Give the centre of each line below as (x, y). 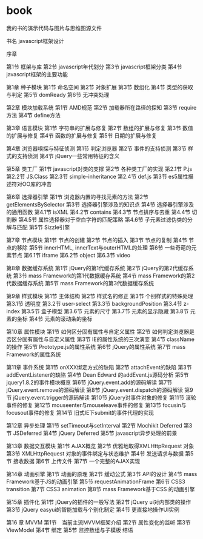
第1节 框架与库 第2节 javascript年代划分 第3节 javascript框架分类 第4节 (94, 67)
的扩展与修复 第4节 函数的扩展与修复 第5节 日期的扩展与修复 (82, 135)
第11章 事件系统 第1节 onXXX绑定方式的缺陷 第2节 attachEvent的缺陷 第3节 (99, 367)
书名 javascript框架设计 (35, 41)
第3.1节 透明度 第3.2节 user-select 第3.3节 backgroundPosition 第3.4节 (94, 303)
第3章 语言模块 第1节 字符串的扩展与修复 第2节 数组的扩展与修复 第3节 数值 (100, 128)
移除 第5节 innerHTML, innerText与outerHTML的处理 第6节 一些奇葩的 (104, 247)
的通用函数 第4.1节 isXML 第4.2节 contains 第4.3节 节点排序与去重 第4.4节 (98, 212)
